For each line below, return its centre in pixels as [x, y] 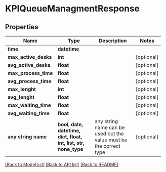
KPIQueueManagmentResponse [72, 9]
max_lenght [22, 89]
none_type [70, 149]
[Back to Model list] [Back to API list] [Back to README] [62, 164]
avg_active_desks [29, 65]
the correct [107, 146]
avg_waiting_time [29, 113]
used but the [109, 134]
